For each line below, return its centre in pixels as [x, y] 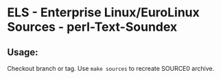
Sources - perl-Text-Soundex [92, 27]
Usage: [23, 52]
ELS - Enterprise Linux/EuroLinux [104, 13]
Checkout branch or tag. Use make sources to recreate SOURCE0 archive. [111, 68]
